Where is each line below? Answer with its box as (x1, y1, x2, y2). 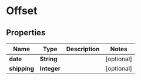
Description (66, 45, 100, 53)
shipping (9, 65, 34, 72)
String (39, 55, 58, 63)
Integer (39, 65, 61, 72)
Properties (6, 28, 46, 38)
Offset (6, 4, 38, 18)
